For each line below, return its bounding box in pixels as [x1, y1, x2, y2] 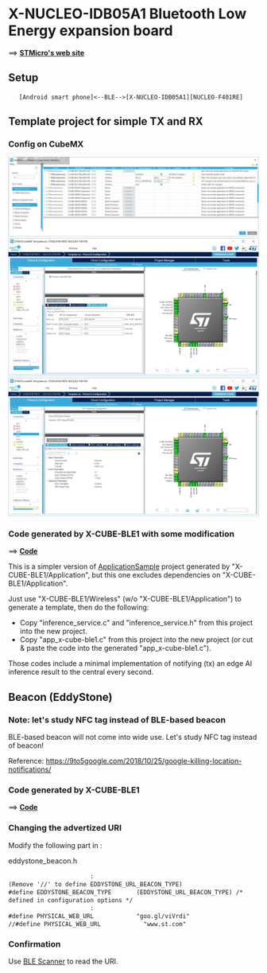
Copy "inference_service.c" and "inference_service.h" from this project [19, 618, 253, 628]
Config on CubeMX [8, 138, 84, 150]
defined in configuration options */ [8, 896, 133, 904]
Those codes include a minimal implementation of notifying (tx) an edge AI [8, 659, 253, 668]
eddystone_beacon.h [8, 856, 78, 866]
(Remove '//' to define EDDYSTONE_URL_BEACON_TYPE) [8, 880, 183, 888]
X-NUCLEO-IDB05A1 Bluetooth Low [8, 5, 247, 23]
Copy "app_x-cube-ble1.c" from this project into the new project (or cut [19, 635, 253, 644]
